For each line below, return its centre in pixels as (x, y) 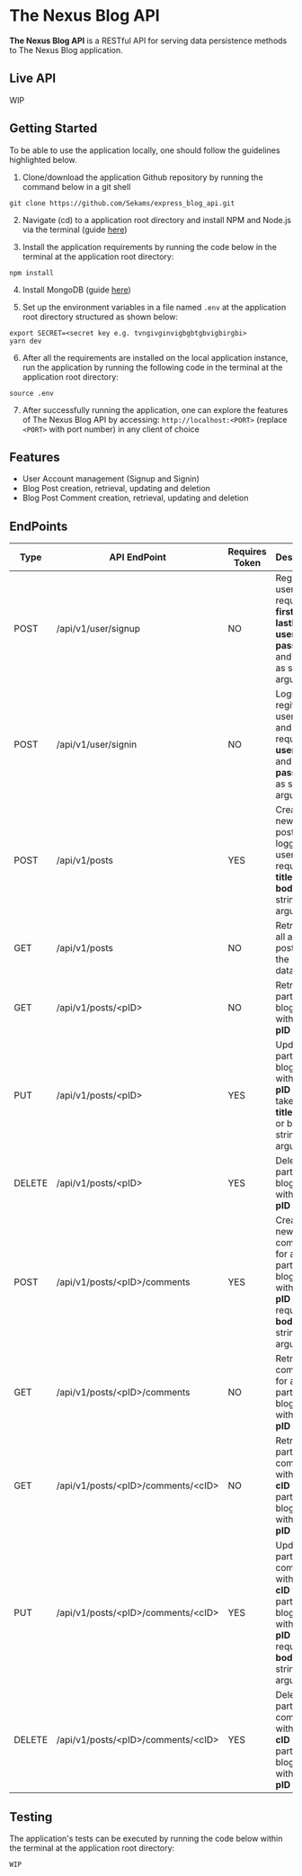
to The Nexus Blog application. (66, 49)
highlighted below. (44, 159)
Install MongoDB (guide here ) (77, 290)
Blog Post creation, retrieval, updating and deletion (116, 489)
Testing (31, 1817)
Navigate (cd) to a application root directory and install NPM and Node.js (157, 220)
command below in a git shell (76, 186)
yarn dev (26, 341)
